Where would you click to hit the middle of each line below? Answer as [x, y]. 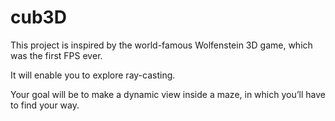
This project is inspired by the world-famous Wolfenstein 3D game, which [161, 45]
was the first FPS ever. [56, 55]
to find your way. [45, 105]
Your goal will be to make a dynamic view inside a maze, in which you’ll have [168, 94]
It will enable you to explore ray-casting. [93, 75]
